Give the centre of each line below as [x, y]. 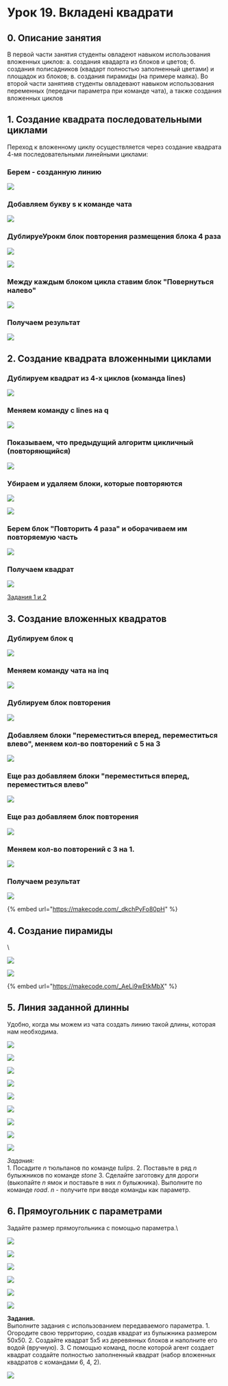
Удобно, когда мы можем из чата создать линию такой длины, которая [111, 1024]
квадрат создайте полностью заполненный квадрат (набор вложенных [111, 1354]
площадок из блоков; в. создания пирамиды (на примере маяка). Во [108, 76]
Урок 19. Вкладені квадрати [90, 13]
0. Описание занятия [54, 38]
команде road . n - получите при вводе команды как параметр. [99, 1190]
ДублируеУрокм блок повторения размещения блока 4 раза [114, 237]
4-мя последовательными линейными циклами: [78, 154]
